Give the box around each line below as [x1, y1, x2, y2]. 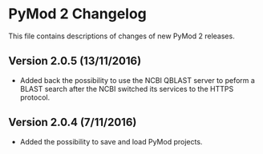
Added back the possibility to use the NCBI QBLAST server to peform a [19, 75, 255, 85]
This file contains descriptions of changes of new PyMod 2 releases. [8, 31, 235, 41]
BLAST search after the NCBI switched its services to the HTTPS [19, 84, 234, 93]
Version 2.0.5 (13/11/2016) [8, 54, 142, 68]
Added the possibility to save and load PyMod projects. [19, 136, 203, 146]
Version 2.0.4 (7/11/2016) [8, 116, 137, 129]
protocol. [19, 93, 51, 102]
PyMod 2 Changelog [8, 5, 147, 23]
